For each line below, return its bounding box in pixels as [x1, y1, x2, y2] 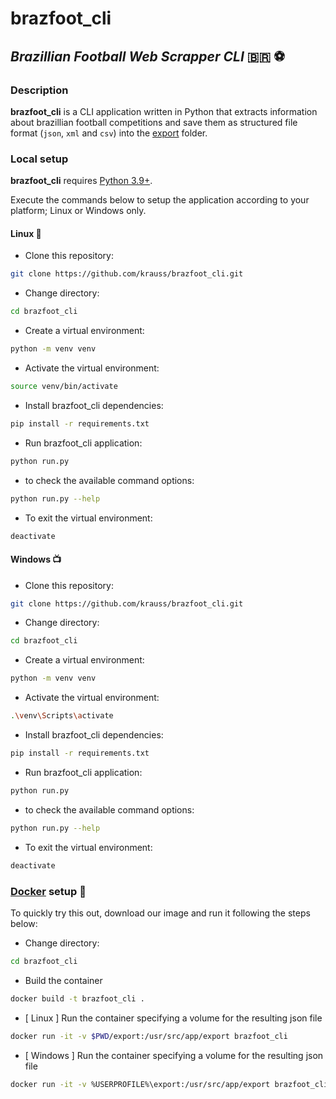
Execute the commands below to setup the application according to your [10, 194, 310, 206]
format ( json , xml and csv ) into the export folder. [10, 127, 208, 139]
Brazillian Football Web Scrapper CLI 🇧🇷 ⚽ [10, 48, 286, 65]
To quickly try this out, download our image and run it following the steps [10, 907, 311, 919]
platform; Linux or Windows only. [10, 205, 147, 217]
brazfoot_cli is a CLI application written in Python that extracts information [10, 105, 318, 117]
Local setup [10, 152, 69, 166]
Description [10, 83, 69, 97]
